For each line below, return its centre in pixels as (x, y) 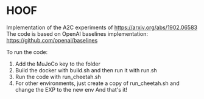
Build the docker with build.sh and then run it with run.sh (86, 70)
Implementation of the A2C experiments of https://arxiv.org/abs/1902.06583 (102, 27)
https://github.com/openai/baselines (52, 40)
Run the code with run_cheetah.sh (58, 77)
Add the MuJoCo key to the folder (58, 64)
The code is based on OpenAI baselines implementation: (77, 33)
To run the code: (27, 52)
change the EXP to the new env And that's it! (71, 89)
